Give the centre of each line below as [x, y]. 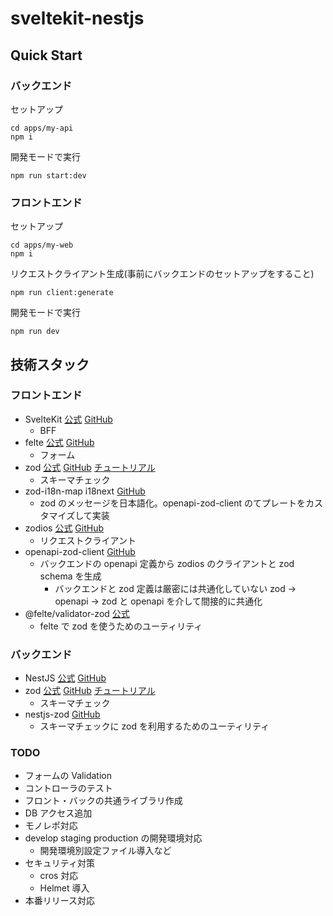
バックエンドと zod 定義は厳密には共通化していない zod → [175, 588]
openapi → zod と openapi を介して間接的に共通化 [158, 601]
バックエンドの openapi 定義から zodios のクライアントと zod [167, 563]
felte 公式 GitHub [59, 442]
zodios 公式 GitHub [64, 528]
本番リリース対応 [60, 901]
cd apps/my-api [42, 128]
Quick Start [46, 55]
